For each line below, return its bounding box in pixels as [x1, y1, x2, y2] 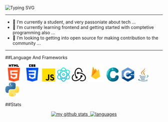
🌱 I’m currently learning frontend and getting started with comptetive [12, 24, 154, 30]
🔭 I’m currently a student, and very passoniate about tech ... [12, 19, 136, 25]
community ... [12, 40, 41, 46]
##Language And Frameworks [5, 55, 67, 60]
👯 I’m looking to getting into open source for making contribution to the [12, 35, 158, 41]
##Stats [5, 102, 21, 107]
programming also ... [12, 30, 55, 35]
